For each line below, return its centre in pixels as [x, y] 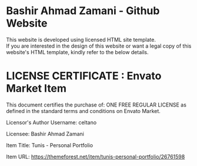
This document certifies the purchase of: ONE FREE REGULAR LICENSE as [96, 105]
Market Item [36, 89]
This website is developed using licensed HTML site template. [81, 39]
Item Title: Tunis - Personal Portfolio [49, 145]
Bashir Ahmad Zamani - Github [83, 11]
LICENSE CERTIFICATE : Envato [84, 76]
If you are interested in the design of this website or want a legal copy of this [99, 46]
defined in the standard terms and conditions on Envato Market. [83, 111]
